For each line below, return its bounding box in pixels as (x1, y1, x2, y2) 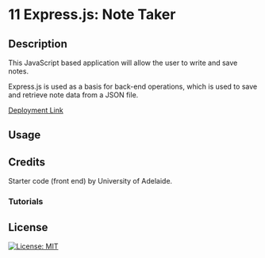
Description (8, 37, 67, 51)
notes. (8, 66, 29, 76)
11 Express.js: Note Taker (8, 6, 176, 24)
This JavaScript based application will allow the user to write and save (8, 58, 238, 67)
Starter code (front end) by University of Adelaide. (8, 176, 173, 186)
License (8, 220, 48, 234)
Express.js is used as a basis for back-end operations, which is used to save (8, 82, 258, 91)
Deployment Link (8, 105, 63, 115)
